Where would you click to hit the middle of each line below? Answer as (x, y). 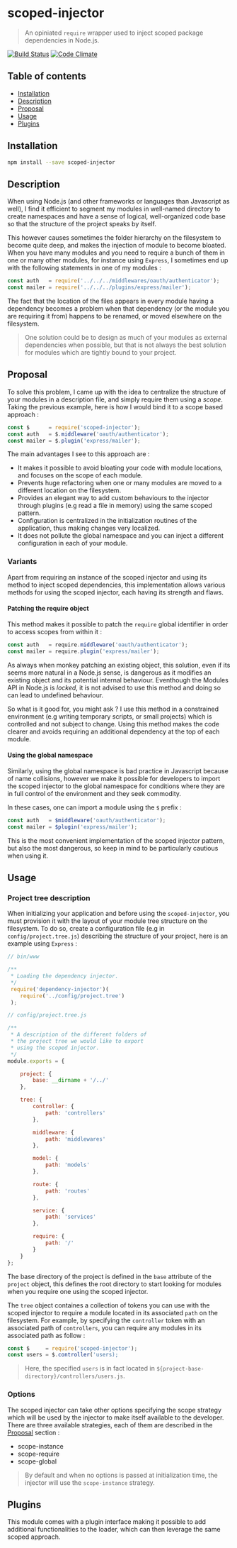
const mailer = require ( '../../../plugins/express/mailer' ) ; (99, 288)
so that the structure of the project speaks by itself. (82, 224)
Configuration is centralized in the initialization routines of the (107, 521)
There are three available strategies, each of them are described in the (110, 1425)
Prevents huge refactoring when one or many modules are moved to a (120, 483)
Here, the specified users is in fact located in (90, 1369)
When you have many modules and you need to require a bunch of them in (116, 253)
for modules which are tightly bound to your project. (100, 352)
